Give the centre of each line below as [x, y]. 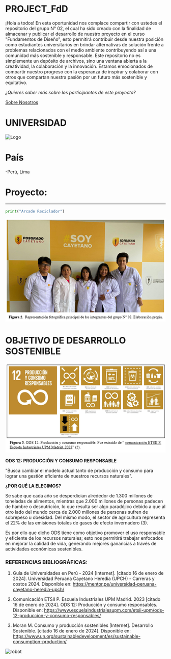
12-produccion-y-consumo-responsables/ [57, 616]
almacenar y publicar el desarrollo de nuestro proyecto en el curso [75, 34]
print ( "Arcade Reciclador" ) [35, 211]
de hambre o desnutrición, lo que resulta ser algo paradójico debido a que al [85, 506]
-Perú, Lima [18, 172]
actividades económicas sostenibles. [44, 549]
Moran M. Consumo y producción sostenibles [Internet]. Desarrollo [83, 625]
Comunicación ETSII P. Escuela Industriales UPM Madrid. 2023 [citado [87, 599]
